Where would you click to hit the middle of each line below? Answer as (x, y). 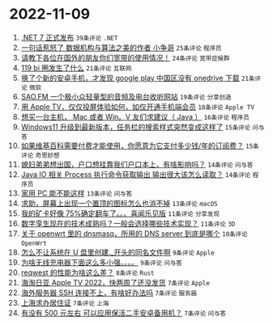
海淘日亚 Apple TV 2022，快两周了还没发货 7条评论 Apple (115, 282)
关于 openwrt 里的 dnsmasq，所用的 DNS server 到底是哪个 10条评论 (134, 233)
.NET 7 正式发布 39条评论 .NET (69, 37)
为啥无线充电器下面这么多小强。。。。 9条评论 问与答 (102, 262)
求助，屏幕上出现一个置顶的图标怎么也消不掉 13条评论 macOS (119, 203)
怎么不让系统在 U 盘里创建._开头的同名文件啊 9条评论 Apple (118, 252)
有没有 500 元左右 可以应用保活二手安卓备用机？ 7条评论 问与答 (123, 313)
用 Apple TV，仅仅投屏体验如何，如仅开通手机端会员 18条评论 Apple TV (137, 107)
